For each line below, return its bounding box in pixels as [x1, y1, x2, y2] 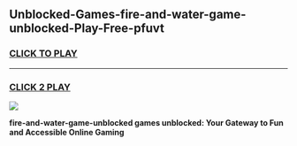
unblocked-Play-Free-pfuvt [9, 21, 165, 36]
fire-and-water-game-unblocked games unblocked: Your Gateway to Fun [9, 117, 285, 127]
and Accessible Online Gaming [9, 127, 125, 137]
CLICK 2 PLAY [9, 81, 71, 93]
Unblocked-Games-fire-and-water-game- [9, 7, 247, 22]
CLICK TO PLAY [9, 48, 78, 60]
